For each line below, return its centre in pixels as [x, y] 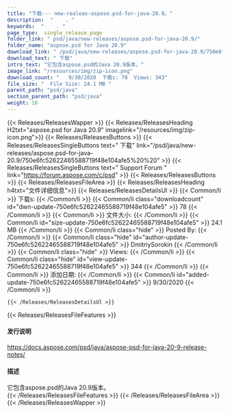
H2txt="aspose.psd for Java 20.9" [55, 130]
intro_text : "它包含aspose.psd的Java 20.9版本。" [76, 65]
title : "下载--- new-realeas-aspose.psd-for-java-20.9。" [90, 13]
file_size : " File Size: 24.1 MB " [59, 84]
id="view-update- [103, 259]
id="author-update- [161, 237]
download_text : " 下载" [40, 58]
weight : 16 [23, 103]
